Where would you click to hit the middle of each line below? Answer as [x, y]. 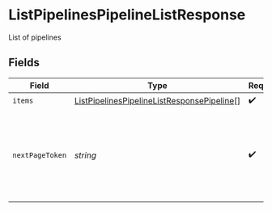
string [85, 155]
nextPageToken [40, 155]
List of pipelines [35, 37]
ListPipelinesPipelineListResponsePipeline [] [157, 101]
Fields [24, 63]
